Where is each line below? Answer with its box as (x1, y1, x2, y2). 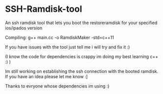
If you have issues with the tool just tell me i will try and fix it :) (5, 44, 130, 50)
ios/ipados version (5, 25, 43, 31)
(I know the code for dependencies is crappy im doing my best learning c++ (5, 53, 159, 60)
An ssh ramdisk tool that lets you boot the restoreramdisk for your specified (5, 20, 158, 26)
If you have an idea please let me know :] (5, 73, 88, 79)
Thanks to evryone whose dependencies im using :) (5, 83, 110, 89)
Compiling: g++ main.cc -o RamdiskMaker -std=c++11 (5, 34, 114, 40)
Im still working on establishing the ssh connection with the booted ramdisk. (5, 68, 159, 74)
